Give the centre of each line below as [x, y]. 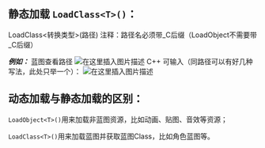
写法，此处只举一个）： [45, 71]
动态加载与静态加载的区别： [76, 99]
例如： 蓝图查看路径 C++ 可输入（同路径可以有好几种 [131, 61]
